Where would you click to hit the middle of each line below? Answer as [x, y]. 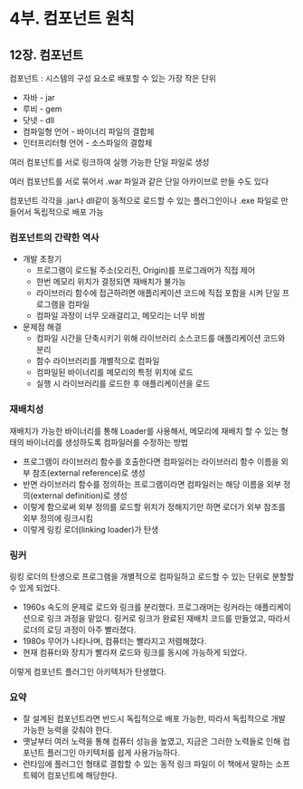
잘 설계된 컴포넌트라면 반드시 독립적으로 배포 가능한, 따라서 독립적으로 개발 [154, 719]
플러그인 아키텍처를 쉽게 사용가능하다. [114, 753]
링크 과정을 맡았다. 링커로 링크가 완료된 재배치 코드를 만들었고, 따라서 [169, 618]
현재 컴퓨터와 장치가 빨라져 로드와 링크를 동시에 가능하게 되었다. [134, 652]
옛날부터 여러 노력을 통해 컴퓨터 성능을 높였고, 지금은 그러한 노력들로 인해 [151, 741]
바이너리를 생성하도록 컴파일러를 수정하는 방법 [107, 442]
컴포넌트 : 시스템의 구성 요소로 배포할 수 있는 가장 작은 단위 [113, 78]
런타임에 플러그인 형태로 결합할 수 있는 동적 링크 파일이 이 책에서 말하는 [148, 764]
